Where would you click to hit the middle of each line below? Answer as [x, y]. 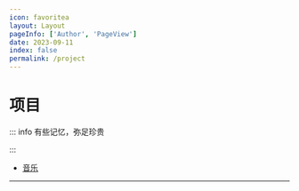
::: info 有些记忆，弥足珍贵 [57, 131]
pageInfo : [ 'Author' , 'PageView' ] [73, 34]
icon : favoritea [39, 17]
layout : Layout [37, 26]
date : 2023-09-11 [41, 42]
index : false [33, 51]
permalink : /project [48, 59]
